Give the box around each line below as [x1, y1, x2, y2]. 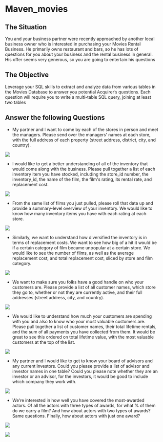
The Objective [5, 71, 49, 79]
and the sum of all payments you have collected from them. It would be [12, 329, 155, 334]
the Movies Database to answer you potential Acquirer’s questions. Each [5, 89, 151, 95]
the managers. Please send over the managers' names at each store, [12, 132, 151, 137]
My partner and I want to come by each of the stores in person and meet [12, 126, 159, 133]
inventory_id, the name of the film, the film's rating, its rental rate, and [12, 176, 152, 182]
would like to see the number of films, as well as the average [12, 250, 134, 256]
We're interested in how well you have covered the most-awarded [12, 397, 145, 403]
